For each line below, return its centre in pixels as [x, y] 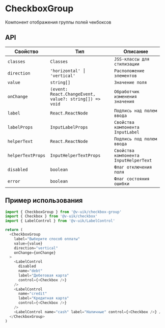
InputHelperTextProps [75, 155]
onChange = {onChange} [35, 253]
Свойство [27, 51]
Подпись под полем [136, 139]
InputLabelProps [69, 127]
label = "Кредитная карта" [43, 298]
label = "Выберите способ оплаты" [47, 239]
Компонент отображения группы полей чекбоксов [58, 22]
